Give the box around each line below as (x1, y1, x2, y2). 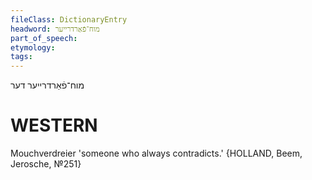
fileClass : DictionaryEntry (10, 14, 128, 25)
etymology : (10, 42, 56, 53)
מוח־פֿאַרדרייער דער (10, 79, 85, 91)
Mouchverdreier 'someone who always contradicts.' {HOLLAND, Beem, (10, 147, 303, 160)
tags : (10, 52, 33, 62)
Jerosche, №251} (10, 158, 82, 170)
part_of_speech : (10, 33, 78, 43)
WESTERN (10, 114, 98, 137)
